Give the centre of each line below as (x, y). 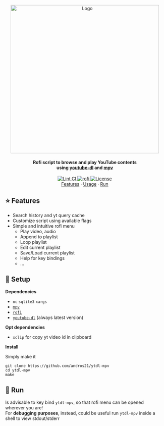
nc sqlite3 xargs (30, 302)
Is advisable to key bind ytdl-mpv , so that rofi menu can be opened (74, 402)
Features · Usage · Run (85, 184)
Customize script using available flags (52, 221)
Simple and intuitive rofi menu (43, 226)
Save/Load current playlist (47, 253)
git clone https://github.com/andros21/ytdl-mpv (57, 366)
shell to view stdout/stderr (32, 418)
